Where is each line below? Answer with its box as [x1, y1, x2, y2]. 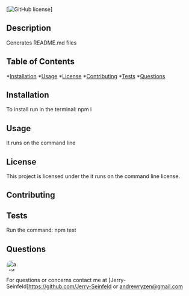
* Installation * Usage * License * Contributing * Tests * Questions [6, 72, 166, 79]
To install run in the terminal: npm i [6, 106, 92, 113]
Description [6, 23, 51, 33]
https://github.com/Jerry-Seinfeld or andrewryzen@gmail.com [28, 283, 184, 290]
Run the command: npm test [6, 226, 76, 234]
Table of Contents [6, 57, 75, 67]
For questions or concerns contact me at [6, 277, 107, 284]
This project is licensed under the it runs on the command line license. [6, 173, 181, 180]
